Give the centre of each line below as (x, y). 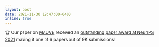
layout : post (18, 9)
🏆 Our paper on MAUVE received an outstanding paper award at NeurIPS (79, 32)
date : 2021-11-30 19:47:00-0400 (38, 14)
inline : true (18, 18)
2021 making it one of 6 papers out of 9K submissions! (60, 40)
